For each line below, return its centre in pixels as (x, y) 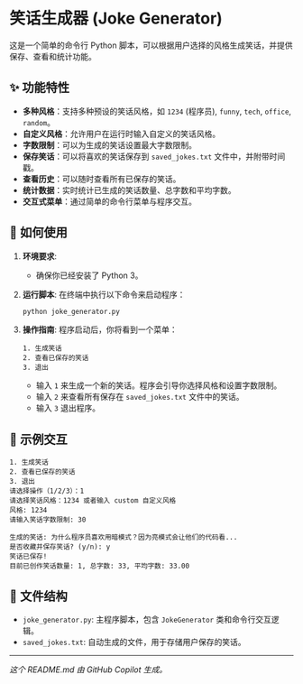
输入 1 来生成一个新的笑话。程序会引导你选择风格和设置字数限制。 (159, 385)
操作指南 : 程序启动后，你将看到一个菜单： (100, 329)
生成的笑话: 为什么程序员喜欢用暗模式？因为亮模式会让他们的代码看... (124, 538)
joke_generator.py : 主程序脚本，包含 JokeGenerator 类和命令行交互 (147, 620)
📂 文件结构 (38, 596)
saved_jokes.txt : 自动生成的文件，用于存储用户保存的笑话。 (134, 642)
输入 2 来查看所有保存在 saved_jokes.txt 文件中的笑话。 (140, 397)
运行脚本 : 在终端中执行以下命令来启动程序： (104, 294)
